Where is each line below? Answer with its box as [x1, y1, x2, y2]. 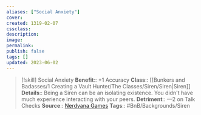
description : [6, 31, 39, 38]
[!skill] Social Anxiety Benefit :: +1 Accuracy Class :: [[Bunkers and [21, 76, 185, 84]
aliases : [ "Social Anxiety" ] [6, 8, 80, 15]
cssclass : [6, 25, 32, 32]
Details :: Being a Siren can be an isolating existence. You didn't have [21, 89, 193, 96]
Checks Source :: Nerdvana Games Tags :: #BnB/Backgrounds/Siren [21, 102, 190, 109]
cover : [6, 15, 23, 21]
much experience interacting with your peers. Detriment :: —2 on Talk [21, 95, 196, 103]
